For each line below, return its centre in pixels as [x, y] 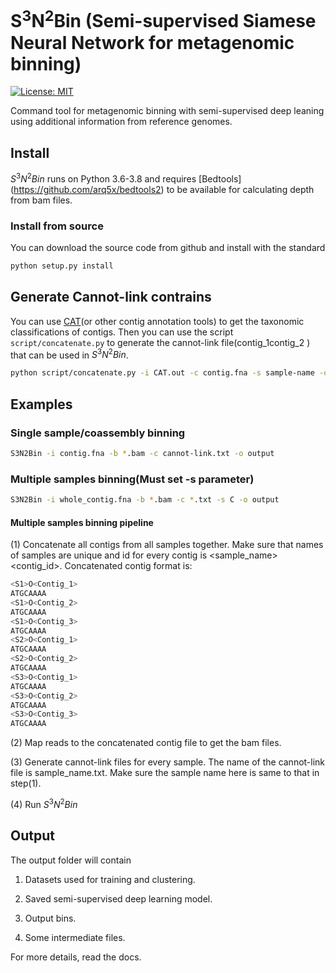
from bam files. [41, 200]
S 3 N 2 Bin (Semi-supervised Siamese [163, 19]
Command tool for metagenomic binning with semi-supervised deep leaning [167, 111]
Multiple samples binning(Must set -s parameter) [132, 479]
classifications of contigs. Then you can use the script [122, 332]
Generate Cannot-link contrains [111, 297]
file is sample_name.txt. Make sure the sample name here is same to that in [165, 773]
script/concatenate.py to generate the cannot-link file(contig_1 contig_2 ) [160, 342]
